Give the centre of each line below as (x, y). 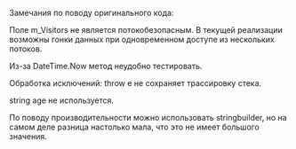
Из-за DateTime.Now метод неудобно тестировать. (106, 66)
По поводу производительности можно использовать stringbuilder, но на (148, 118)
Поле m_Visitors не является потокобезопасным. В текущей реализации (146, 30)
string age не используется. (61, 100)
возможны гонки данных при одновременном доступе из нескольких (142, 39)
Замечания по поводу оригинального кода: (92, 13)
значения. (28, 136)
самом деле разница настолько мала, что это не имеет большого (134, 127)
